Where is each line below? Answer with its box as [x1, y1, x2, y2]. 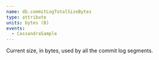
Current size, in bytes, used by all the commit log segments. [6, 47, 154, 54]
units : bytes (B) [6, 20, 49, 26]
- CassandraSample [11, 31, 58, 37]
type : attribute [6, 14, 46, 20]
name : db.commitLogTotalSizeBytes [6, 8, 92, 15]
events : [6, 25, 26, 31]
